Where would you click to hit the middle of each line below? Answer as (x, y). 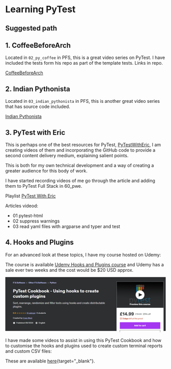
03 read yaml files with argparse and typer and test (66, 226)
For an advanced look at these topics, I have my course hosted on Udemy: (83, 254)
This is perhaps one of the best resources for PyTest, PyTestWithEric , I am (83, 145)
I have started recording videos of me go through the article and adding (80, 181)
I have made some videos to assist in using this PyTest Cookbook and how (83, 340)
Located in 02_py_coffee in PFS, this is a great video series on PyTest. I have (85, 58)
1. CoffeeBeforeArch (38, 45)
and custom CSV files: (28, 351)
